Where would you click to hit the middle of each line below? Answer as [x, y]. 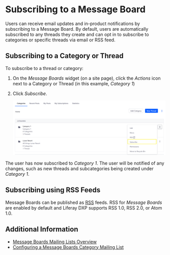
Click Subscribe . [30, 94]
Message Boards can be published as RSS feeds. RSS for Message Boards [84, 202]
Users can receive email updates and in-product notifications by [73, 24]
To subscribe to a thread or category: [45, 68]
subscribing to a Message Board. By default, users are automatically [77, 29]
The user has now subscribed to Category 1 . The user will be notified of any [85, 163]
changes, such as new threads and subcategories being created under [79, 168]
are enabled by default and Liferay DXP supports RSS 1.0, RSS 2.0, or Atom [84, 207]
